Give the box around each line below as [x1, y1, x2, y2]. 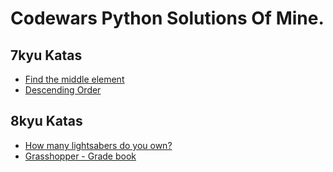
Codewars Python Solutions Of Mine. [10, 7, 325, 30]
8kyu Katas [10, 113, 83, 130]
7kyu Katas [10, 47, 83, 64]
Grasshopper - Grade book [24, 150, 137, 162]
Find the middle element [24, 73, 125, 85]
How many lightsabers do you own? [24, 139, 173, 151]
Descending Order [24, 84, 102, 96]
